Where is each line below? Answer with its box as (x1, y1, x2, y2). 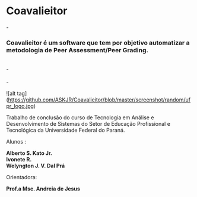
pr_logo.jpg (6, 103, 34, 110)
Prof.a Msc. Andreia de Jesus (6, 185, 80, 192)
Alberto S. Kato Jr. (6, 150, 52, 157)
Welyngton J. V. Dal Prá (6, 162, 65, 170)
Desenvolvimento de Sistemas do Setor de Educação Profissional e (6, 120, 171, 128)
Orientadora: (6, 174, 37, 181)
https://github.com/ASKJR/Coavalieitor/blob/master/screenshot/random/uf (8, 96, 191, 103)
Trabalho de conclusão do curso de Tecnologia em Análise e (6, 114, 154, 121)
